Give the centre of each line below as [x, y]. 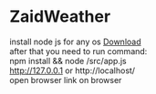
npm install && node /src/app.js [68, 61]
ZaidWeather [60, 17]
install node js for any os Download [75, 42]
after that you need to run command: [78, 51]
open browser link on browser [66, 80]
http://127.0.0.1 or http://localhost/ [72, 70]
